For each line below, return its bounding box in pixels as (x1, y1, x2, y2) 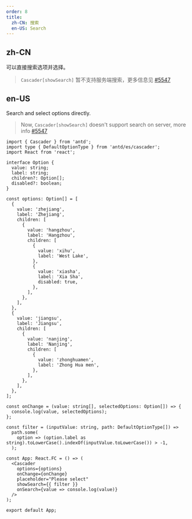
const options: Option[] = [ (6, 196, 78, 202)
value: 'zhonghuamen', (37, 356, 94, 362)
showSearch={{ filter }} (17, 481, 78, 487)
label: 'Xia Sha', (37, 273, 84, 279)
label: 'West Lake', (37, 253, 89, 259)
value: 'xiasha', (37, 268, 81, 275)
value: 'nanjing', (27, 336, 73, 342)
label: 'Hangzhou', (27, 232, 76, 238)
